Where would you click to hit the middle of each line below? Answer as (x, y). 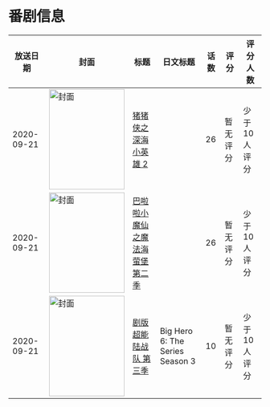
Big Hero (176, 331)
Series (172, 351)
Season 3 (178, 360)
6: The (172, 340)
